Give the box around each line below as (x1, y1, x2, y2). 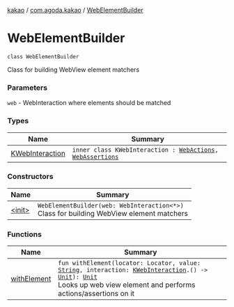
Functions (7, 229, 42, 239)
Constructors (7, 172, 54, 182)
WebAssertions (72, 152, 119, 161)
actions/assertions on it (58, 289, 134, 299)
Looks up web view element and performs (58, 280, 196, 290)
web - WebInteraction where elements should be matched (7, 99, 171, 107)
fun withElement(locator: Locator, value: (58, 259, 201, 267)
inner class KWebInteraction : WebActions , (72, 145, 219, 154)
